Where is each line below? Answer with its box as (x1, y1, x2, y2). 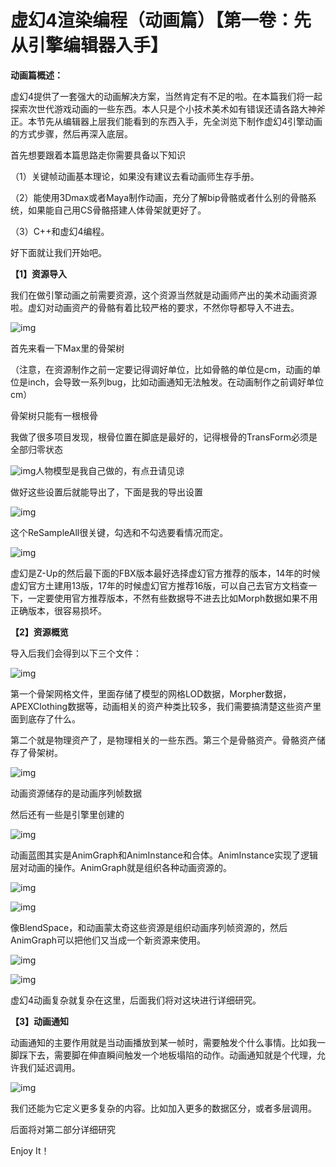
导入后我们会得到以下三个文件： (10, 647, 142, 659)
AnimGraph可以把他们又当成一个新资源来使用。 (10, 934, 207, 946)
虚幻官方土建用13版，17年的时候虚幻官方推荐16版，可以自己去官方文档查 (10, 579, 309, 591)
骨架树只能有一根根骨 (10, 409, 98, 421)
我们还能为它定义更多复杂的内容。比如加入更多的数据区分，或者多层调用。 (10, 1102, 317, 1114)
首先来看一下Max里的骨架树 (10, 342, 125, 354)
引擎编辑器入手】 (28, 34, 169, 57)
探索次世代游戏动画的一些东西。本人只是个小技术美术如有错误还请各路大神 (10, 102, 317, 115)
